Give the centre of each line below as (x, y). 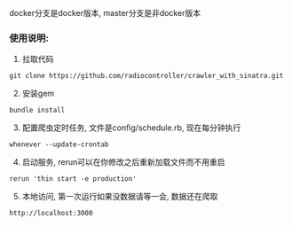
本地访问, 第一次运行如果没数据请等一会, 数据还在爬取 (120, 197)
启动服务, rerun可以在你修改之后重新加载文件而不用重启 (123, 162)
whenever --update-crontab (59, 144)
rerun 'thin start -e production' (73, 179)
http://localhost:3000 (51, 214)
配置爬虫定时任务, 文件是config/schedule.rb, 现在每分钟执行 (131, 128)
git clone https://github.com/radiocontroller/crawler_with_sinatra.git (146, 76)
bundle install (37, 110)
